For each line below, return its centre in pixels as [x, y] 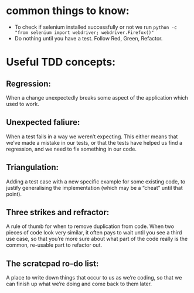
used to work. [23, 104]
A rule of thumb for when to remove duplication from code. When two [90, 226]
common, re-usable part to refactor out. [54, 245]
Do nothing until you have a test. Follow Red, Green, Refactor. [89, 38]
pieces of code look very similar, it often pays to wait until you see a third [94, 233]
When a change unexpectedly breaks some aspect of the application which [97, 97]
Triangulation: [33, 167]
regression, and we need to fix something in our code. [71, 149]
